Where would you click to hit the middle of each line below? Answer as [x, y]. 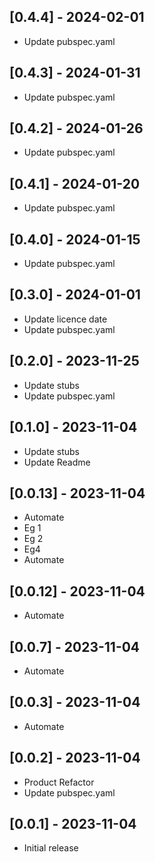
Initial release [51, 848]
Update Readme [57, 462]
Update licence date [65, 319]
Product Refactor [59, 782]
